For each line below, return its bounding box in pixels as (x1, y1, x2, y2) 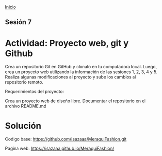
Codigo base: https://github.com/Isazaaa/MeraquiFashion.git (5, 136, 127, 142)
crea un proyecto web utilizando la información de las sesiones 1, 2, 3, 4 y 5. (5, 69, 158, 75)
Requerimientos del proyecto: (5, 89, 64, 94)
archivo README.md (5, 103, 47, 109)
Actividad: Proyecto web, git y (5, 37, 129, 48)
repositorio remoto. (5, 79, 44, 85)
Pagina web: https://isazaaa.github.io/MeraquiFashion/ (5, 145, 114, 152)
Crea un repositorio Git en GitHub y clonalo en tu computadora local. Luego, (5, 64, 157, 70)
